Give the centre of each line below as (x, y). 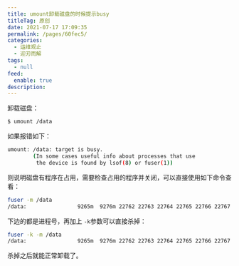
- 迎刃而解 (28, 54)
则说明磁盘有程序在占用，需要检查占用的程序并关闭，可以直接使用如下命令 (116, 177)
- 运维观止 (28, 47)
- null (23, 67)
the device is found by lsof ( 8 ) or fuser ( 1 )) (105, 163)
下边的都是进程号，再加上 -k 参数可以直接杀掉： (77, 221)
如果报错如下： (29, 136)
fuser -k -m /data (34, 235)
